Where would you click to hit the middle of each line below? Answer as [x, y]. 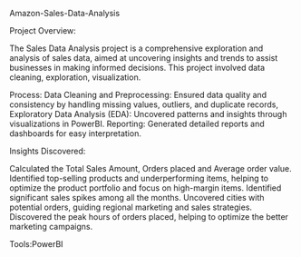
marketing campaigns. [51, 227]
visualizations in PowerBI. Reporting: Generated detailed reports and [137, 124]
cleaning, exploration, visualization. [75, 77]
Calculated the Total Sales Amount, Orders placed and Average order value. [150, 168]
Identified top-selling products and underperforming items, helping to [139, 178]
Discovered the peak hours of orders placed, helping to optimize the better [149, 217]
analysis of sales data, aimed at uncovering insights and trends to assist [144, 58]
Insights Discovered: [48, 151]
